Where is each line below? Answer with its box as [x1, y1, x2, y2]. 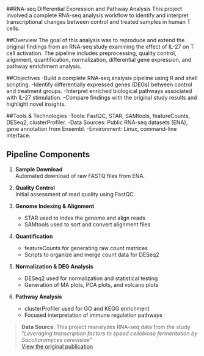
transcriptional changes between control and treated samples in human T [6, 18, 191, 25]
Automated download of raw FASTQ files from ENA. [15, 172, 145, 179]
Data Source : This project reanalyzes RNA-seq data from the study [21, 323, 191, 330]
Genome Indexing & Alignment [15, 202, 95, 210]
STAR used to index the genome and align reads [24, 214, 145, 221]
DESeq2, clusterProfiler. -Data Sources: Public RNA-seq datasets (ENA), [6, 119, 188, 126]
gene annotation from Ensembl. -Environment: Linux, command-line [6, 125, 177, 132]
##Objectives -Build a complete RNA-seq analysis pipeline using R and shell [6, 75, 198, 81]
